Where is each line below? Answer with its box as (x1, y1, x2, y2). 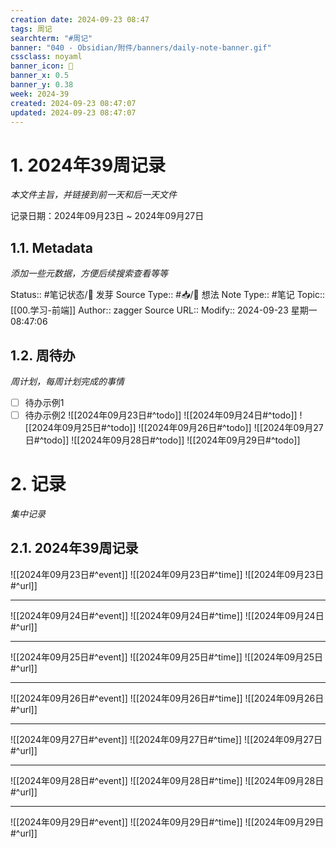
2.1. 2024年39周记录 (10, 540, 139, 557)
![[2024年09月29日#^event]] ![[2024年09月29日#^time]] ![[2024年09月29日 (10, 816, 325, 828)
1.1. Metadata (10, 239, 94, 256)
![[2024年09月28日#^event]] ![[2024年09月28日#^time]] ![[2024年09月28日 (10, 774, 325, 786)
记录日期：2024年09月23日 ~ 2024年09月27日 (10, 210, 205, 222)
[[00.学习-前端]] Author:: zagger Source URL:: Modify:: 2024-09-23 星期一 (10, 304, 318, 316)
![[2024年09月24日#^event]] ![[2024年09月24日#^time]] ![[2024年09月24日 (10, 609, 325, 621)
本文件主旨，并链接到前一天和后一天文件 (10, 189, 177, 201)
